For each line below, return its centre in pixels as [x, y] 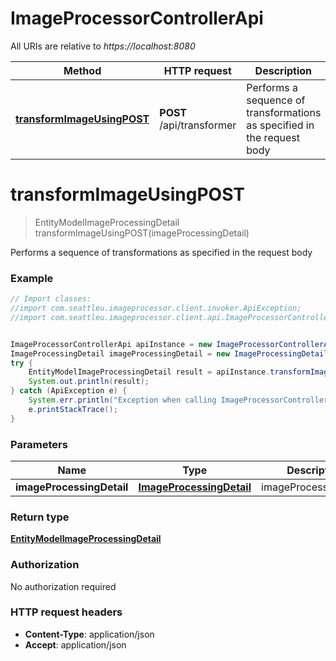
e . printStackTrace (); [73, 409]
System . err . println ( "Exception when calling [122, 400]
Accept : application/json [75, 644]
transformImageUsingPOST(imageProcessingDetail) [142, 233]
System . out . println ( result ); [89, 382]
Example [32, 278]
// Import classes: [51, 299]
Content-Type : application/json [89, 634]
